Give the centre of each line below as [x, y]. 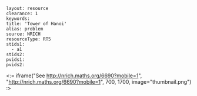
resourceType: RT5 [29, 39]
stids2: [16, 54]
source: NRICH [24, 34]
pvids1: [16, 60]
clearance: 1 [22, 13]
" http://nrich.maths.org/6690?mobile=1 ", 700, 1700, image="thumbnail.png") [99, 82]
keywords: [18, 19]
